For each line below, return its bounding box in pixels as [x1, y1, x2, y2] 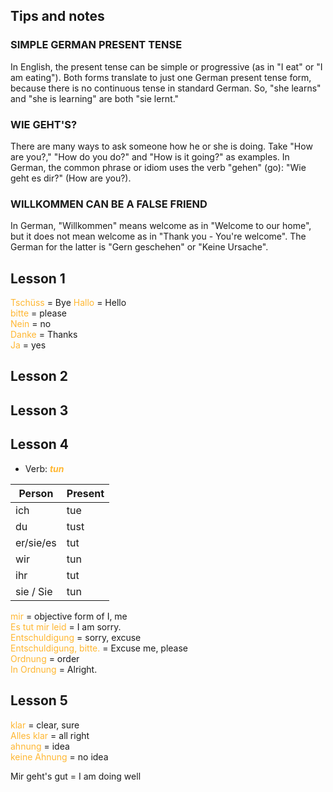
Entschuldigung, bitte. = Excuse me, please [10, 642, 189, 654]
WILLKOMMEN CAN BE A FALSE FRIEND [10, 197, 208, 211]
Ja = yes [10, 339, 47, 351]
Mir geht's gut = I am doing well [10, 770, 142, 782]
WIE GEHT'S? [10, 117, 78, 131]
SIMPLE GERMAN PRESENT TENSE [10, 38, 183, 52]
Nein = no [10, 318, 52, 330]
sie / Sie [15, 584, 53, 598]
